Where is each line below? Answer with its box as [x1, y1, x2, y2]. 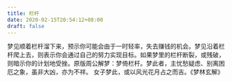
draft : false [7, 23, 45, 29]
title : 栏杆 [7, 10, 39, 17]
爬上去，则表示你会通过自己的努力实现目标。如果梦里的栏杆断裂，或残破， [12, 51, 225, 59]
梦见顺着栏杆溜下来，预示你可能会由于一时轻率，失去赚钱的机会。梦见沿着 [7, 42, 219, 51]
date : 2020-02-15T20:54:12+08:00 [7, 16, 104, 23]
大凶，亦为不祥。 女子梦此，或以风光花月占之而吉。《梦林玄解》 [43, 68, 224, 76]
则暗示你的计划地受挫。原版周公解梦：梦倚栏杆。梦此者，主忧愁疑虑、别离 [7, 59, 219, 68]
